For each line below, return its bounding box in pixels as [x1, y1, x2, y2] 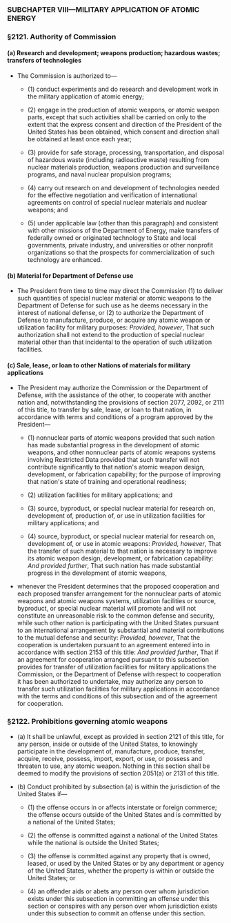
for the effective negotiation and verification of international [27, 191, 197, 199]
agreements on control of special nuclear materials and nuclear [27, 199, 208, 207]
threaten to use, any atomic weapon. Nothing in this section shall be [17, 762, 210, 770]
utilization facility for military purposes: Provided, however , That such [17, 323, 215, 332]
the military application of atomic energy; [27, 92, 145, 101]
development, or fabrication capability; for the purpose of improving [27, 470, 221, 478]
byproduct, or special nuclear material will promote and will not [17, 605, 197, 613]
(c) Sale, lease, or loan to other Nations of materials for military [7, 361, 191, 369]
